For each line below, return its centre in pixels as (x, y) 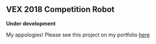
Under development (31, 23)
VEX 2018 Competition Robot (60, 10)
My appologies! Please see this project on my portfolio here (78, 35)
